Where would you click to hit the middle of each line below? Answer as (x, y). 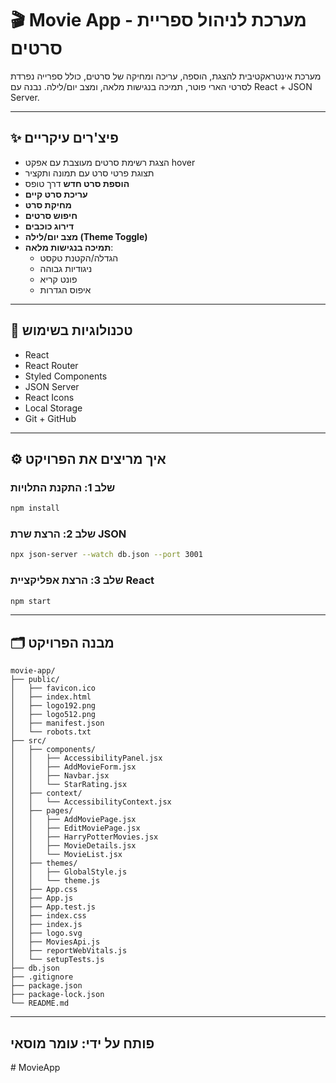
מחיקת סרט (48, 204)
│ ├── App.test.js (53, 907)
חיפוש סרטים (51, 215)
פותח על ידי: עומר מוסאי (82, 1043)
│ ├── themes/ (44, 863)
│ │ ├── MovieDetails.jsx (73, 846)
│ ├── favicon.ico (53, 688)
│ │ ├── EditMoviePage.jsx (75, 828)
